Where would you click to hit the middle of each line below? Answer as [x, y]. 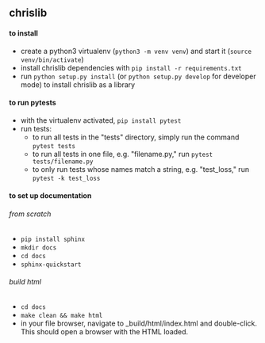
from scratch [30, 214]
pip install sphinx [53, 239]
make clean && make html [61, 315]
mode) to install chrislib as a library [78, 84]
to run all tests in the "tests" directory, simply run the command [136, 137]
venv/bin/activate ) [52, 59]
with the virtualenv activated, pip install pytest [101, 120]
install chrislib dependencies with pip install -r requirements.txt [131, 67]
